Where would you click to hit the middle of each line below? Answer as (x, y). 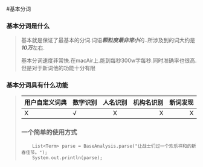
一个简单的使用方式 (49, 132)
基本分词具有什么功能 (37, 85)
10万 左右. (33, 48)
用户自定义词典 (45, 102)
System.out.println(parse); (67, 158)
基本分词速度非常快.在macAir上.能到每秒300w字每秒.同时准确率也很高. (109, 61)
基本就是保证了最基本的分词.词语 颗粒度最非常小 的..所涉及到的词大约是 (108, 40)
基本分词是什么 (28, 26)
